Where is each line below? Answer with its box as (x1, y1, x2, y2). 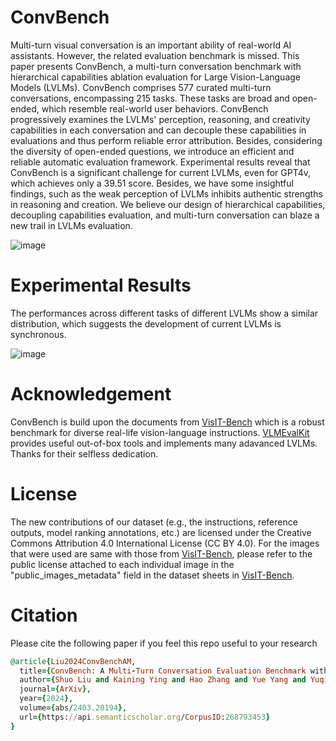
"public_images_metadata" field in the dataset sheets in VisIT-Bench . (10, 569, 295, 581)
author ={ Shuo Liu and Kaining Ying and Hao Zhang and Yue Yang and (19, 675, 307, 685)
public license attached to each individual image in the (10, 558, 235, 570)
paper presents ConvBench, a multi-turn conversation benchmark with (10, 60, 302, 72)
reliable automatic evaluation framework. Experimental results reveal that (10, 156, 311, 168)
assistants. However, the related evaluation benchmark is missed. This (10, 49, 300, 61)
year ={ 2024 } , (19, 694, 74, 704)
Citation (10, 604, 78, 626)
